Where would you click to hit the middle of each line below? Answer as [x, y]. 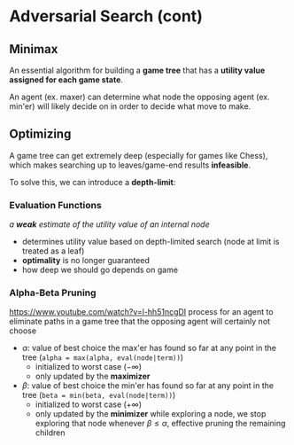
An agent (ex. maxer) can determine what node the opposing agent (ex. [139, 97]
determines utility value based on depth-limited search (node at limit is [151, 242]
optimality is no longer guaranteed [86, 261]
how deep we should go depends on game [100, 270]
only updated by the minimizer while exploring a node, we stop [151, 414]
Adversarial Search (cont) [106, 16]
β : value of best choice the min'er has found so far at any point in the [148, 386]
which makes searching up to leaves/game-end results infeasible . [130, 165]
